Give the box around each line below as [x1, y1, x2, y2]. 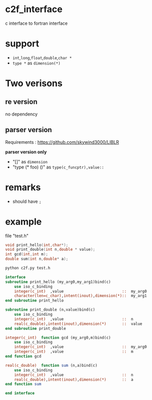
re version [5, 97, 38, 106]
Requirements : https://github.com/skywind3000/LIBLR [5, 139, 119, 145]
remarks [5, 182, 41, 193]
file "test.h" [5, 233, 29, 239]
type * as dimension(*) [12, 60, 61, 66]
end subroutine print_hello [5, 298, 64, 303]
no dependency [5, 111, 38, 117]
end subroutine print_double [5, 326, 66, 331]
